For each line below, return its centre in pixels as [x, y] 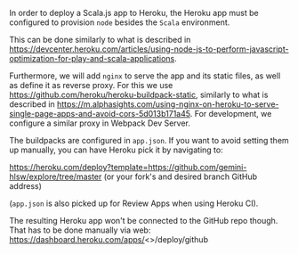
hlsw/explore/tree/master [56, 176]
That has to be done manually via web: [80, 230]
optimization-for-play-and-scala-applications [92, 58]
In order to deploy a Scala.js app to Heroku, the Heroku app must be [134, 13]
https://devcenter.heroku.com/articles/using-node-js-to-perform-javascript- [149, 49]
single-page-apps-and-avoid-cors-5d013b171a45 [100, 114]
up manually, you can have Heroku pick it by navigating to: [117, 150]
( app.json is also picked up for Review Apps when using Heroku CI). [134, 203]
